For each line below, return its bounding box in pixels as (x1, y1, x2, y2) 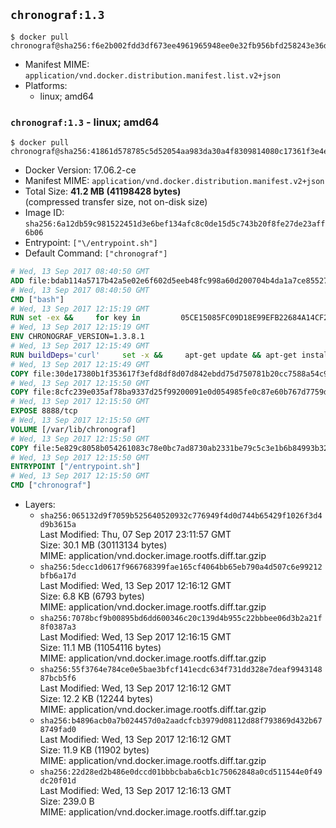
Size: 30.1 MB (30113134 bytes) (39, 539, 168, 551)
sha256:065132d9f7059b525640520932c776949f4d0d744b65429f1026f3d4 (39, 511, 323, 521)
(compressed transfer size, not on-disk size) (24, 196, 208, 208)
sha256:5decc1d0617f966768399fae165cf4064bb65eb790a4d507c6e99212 (39, 562, 323, 573)
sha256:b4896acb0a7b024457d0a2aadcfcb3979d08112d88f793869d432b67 (39, 716, 323, 726)
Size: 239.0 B (39, 795, 95, 808)
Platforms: (24, 79, 68, 91)
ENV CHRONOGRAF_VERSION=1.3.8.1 (10, 332, 145, 342)
